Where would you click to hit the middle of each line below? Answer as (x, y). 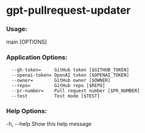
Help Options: (27, 111)
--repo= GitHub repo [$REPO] (58, 85)
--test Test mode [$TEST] (56, 96)
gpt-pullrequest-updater (69, 10)
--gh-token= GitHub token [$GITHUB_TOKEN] (70, 70)
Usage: (17, 29)
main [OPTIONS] (27, 42)
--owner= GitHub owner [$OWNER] (61, 80)
